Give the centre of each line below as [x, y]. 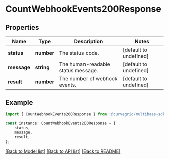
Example [19, 103]
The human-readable [84, 64]
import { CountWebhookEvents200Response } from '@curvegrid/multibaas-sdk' [86, 114]
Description [89, 41]
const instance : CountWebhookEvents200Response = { [60, 123]
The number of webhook [88, 78]
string [42, 67]
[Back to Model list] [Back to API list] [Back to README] [63, 151]
